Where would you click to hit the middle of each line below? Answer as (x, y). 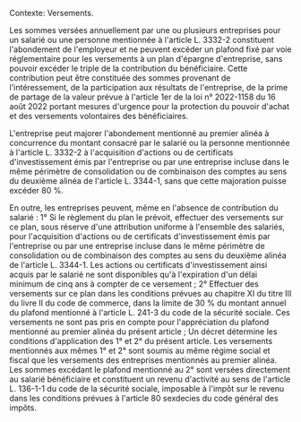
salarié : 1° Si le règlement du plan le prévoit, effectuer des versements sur (146, 217)
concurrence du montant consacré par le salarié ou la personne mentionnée (150, 143)
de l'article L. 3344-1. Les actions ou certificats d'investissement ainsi (138, 265)
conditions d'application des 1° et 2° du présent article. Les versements (141, 341)
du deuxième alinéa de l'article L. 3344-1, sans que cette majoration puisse (148, 181)
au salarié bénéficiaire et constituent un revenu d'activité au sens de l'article (150, 379)
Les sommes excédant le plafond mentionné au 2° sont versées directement (150, 370)
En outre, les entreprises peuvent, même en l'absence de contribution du (144, 208)
